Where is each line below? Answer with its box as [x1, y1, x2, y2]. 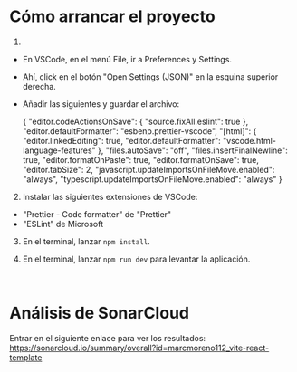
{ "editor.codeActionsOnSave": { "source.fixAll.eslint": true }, [22, 116, 249, 127]
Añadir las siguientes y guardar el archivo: [22, 98, 180, 110]
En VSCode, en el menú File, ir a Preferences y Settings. [22, 53, 233, 64]
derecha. [22, 81, 56, 91]
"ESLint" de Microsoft [22, 218, 104, 229]
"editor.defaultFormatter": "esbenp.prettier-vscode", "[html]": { [22, 125, 257, 137]
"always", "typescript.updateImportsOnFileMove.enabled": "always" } [22, 174, 283, 185]
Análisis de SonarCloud [9, 303, 190, 323]
